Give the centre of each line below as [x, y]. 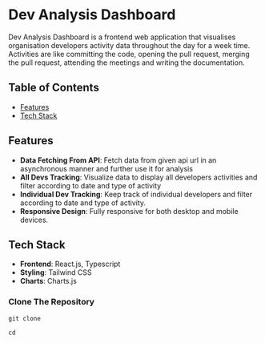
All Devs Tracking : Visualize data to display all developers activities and [139, 177]
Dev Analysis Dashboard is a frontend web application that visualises [122, 37]
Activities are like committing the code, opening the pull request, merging [129, 54]
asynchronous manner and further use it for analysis [106, 168]
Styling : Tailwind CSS [56, 272]
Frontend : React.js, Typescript [70, 264]
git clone [25, 318]
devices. [34, 220]
